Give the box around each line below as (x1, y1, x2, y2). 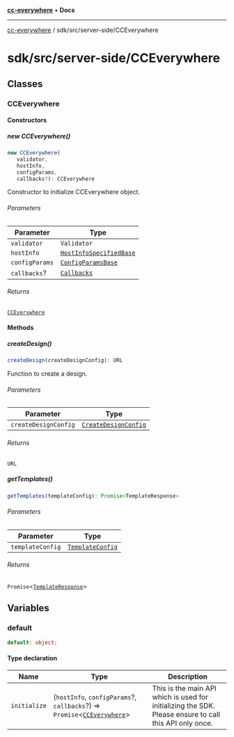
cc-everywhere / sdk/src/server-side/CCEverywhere (7, 26, 159, 34)
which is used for (152, 692, 209, 702)
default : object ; (7, 639, 58, 646)
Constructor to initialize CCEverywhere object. (7, 188, 141, 196)
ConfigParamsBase (60, 258, 118, 267)
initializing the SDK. (152, 701, 216, 711)
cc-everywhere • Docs (7, 6, 75, 14)
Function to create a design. (7, 370, 88, 378)
